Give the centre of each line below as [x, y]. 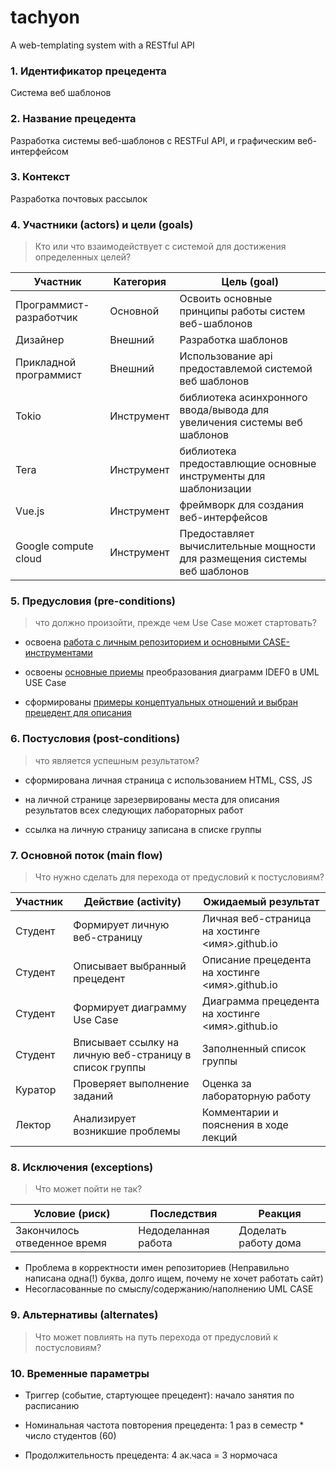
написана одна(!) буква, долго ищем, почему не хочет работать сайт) [174, 1278]
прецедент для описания [78, 713]
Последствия [183, 1214]
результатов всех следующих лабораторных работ [134, 810]
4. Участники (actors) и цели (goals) [102, 224]
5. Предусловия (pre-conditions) [93, 601]
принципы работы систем [242, 311]
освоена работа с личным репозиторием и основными [142, 642]
